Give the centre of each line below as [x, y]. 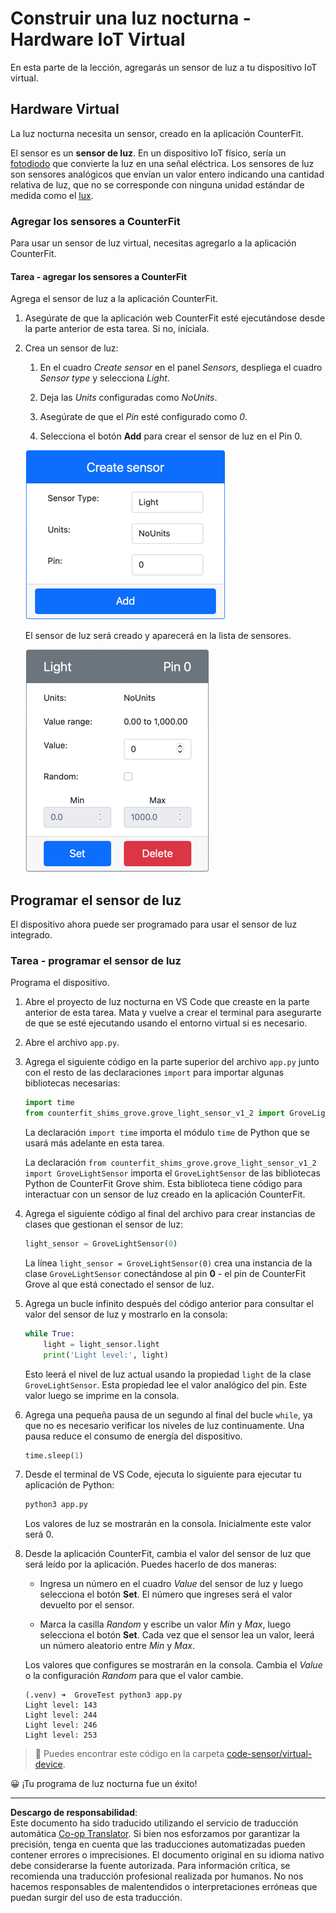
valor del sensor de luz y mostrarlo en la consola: [126, 1314]
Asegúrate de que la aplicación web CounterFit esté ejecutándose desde [175, 318]
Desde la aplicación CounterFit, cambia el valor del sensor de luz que [168, 1554]
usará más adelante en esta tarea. [94, 1143]
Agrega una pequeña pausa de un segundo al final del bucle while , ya [168, 1414]
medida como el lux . [52, 195]
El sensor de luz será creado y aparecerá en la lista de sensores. [158, 636]
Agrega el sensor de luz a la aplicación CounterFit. [114, 299]
